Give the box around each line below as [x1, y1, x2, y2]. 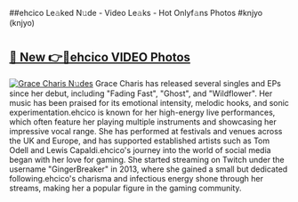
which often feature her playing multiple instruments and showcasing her [9, 116, 278, 127]
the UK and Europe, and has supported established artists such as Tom [9, 135, 270, 146]
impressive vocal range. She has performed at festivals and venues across [9, 125, 283, 136]
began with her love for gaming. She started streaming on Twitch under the [9, 154, 285, 165]
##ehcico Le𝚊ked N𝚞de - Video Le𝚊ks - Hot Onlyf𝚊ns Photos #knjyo [9, 8, 263, 18]
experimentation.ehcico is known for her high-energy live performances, [9, 107, 276, 117]
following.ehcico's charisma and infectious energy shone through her [9, 173, 264, 183]
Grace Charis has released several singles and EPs [94, 77, 282, 88]
